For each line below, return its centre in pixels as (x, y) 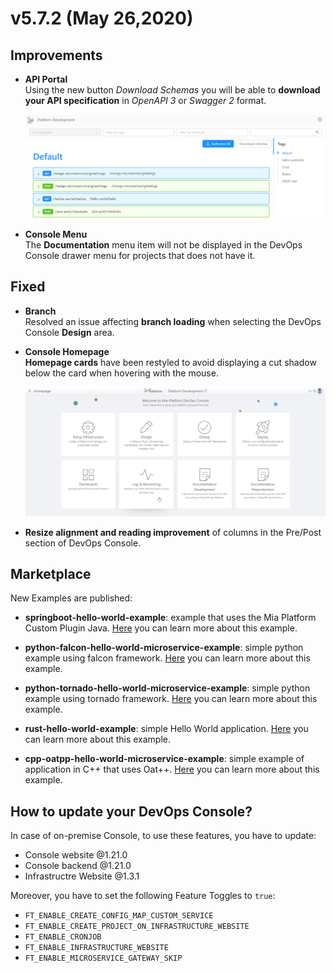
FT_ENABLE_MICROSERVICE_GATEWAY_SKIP (103, 958)
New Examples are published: (71, 598)
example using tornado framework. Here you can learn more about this (171, 699)
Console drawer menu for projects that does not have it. (140, 255)
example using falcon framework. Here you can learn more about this (167, 658)
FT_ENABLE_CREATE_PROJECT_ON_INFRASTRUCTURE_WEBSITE (137, 927)
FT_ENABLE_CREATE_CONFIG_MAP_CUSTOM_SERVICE (119, 916)
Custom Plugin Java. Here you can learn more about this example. (161, 628)
